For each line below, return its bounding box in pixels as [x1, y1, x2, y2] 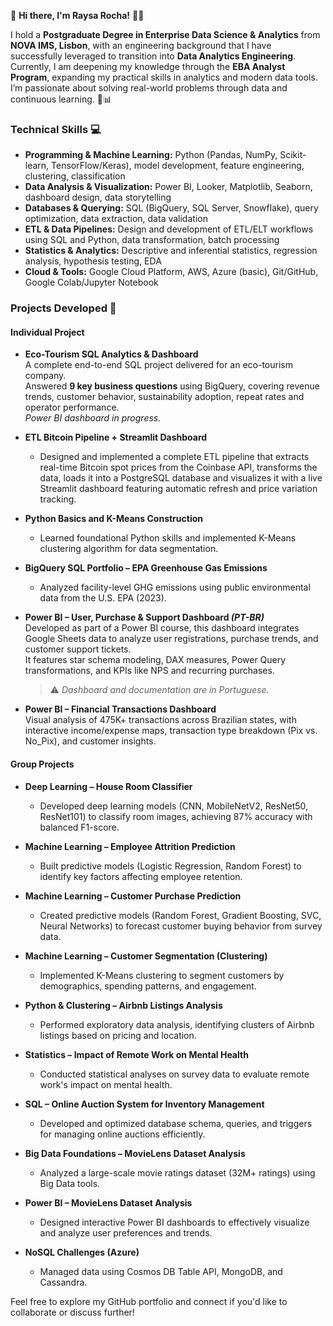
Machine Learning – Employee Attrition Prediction [24, 840, 236, 852]
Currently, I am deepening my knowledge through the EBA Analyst [10, 61, 286, 72]
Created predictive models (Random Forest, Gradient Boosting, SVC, [39, 909, 322, 921]
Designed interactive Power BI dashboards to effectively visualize [39, 1216, 310, 1228]
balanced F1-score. [39, 821, 120, 833]
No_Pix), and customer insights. [24, 735, 157, 747]
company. [24, 370, 67, 382]
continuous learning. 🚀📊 [10, 93, 112, 105]
